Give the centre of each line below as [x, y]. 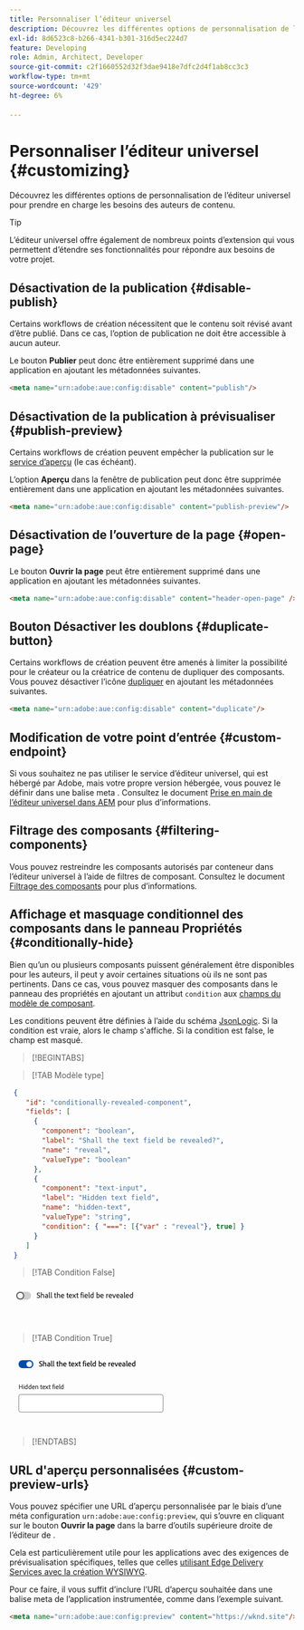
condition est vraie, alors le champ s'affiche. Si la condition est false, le [142, 1030]
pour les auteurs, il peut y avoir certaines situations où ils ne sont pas [138, 974]
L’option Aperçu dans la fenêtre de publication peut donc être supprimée [146, 479]
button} [32, 640]
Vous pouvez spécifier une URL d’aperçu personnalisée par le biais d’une [146, 1506]
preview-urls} [49, 1485]
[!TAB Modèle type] [68, 1075]
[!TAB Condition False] [73, 1272]
